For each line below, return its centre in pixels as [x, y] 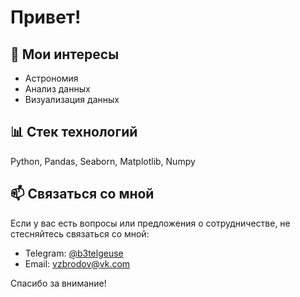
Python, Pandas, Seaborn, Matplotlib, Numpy [103, 161]
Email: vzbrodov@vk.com [77, 263]
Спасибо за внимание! [58, 283]
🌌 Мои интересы [65, 54]
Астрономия [51, 78]
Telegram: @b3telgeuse [74, 253]
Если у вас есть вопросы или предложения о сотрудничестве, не [150, 223]
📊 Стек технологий [74, 132]
